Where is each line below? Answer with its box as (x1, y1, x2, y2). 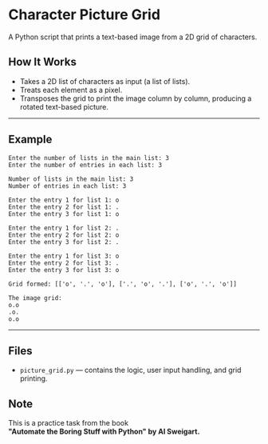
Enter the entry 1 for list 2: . (8, 224, 120, 232)
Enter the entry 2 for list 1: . (8, 202, 120, 211)
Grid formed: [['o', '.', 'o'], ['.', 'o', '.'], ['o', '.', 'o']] (8, 280, 238, 288)
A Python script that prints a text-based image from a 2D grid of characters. (8, 32, 258, 42)
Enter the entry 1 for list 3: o (8, 252, 120, 260)
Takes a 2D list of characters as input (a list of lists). (19, 76, 191, 86)
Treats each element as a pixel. (19, 85, 123, 94)
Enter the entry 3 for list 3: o (8, 266, 120, 274)
